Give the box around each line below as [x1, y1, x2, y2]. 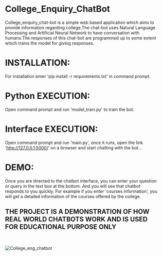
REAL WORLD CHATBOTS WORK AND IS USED [5, 215, 148, 223]
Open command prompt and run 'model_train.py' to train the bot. [5, 106, 135, 112]
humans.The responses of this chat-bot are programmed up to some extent [5, 35, 157, 41]
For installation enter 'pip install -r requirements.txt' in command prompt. [5, 73, 151, 79]
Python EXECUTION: [5, 91, 90, 102]
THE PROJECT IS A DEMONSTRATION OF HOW [5, 208, 150, 216]
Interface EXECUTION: [5, 124, 98, 134]
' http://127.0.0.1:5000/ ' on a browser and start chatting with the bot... [5, 145, 143, 150]
